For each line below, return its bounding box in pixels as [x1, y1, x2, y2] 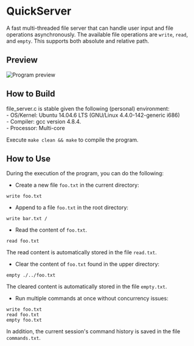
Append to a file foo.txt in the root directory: [15, 204, 129, 211]
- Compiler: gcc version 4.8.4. [6, 117, 81, 125]
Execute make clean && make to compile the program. [6, 136, 139, 144]
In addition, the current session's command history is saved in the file [6, 328, 181, 335]
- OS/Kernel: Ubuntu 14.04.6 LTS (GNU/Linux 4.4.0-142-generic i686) [6, 111, 181, 119]
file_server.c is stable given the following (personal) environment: [6, 105, 170, 112]
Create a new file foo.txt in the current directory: [15, 181, 139, 189]
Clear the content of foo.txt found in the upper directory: [15, 260, 160, 268]
